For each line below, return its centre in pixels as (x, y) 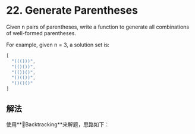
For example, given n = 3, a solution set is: (58, 45)
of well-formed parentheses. (41, 33)
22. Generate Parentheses (72, 10)
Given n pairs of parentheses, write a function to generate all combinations (97, 27)
